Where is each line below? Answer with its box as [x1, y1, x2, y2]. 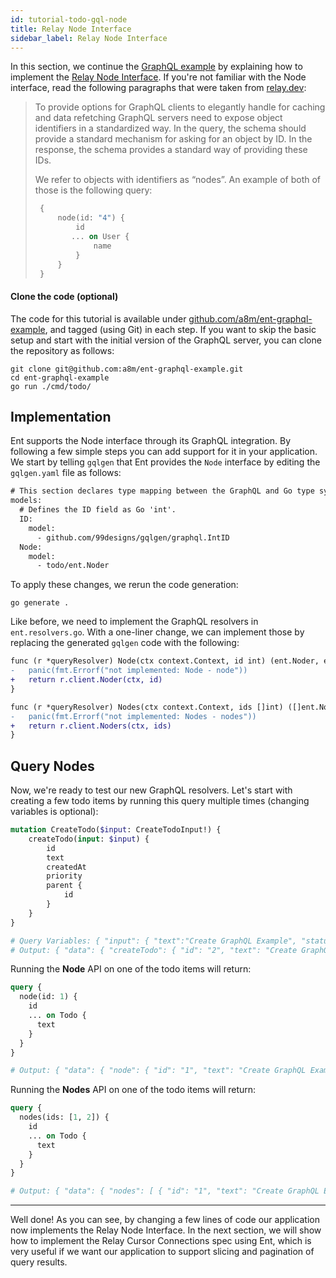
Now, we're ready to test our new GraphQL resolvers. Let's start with [10, 784, 293, 796]
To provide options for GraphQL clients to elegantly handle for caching [34, 101, 326, 113]
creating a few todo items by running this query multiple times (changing [10, 795, 310, 807]
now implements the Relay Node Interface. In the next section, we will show [10, 1224, 322, 1236]
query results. [10, 1256, 68, 1268]
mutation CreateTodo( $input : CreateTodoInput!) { [10, 825, 222, 835]
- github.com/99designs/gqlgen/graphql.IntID [36, 532, 230, 543]
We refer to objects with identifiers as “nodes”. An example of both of [34, 174, 322, 186]
